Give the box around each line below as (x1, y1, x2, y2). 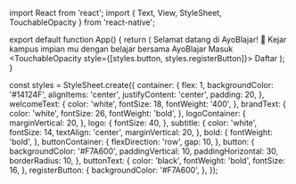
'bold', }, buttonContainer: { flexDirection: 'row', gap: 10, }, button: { (9, 137, 255, 147)
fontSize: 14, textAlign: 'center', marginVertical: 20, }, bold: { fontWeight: (9, 127, 274, 137)
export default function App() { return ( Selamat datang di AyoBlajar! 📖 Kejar (9, 35, 287, 44)
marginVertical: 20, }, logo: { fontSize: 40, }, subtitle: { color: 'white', (9, 117, 258, 128)
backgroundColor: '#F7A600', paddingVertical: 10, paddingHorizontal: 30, (9, 146, 279, 156)
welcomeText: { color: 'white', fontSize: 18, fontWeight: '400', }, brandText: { (9, 99, 287, 109)
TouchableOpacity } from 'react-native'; (9, 17, 156, 28)
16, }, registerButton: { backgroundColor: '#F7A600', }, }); (9, 164, 218, 175)
